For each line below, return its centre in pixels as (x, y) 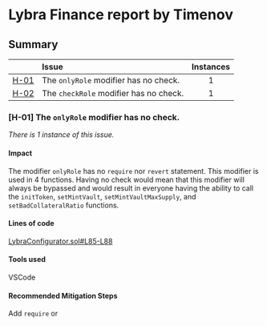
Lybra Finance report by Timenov (121, 15)
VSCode (22, 277)
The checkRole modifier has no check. (113, 93)
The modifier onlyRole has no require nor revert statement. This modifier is (133, 171)
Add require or (33, 313)
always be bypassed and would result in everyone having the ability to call (131, 188)
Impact (20, 153)
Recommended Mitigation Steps (63, 296)
